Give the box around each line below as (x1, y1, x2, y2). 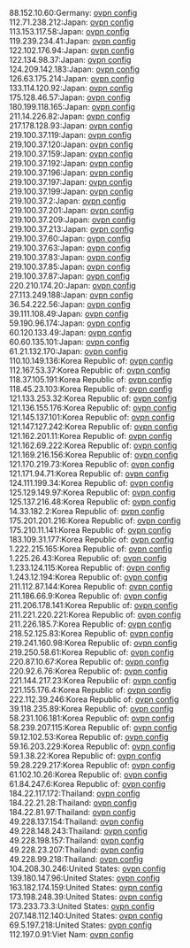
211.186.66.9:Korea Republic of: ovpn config (9, 590, 168, 601)
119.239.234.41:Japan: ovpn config (9, 35, 136, 46)
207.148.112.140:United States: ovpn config (9, 911, 163, 921)
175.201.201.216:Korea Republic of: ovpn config (9, 515, 181, 526)
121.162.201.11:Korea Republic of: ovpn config (9, 431, 172, 441)
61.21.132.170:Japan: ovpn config (9, 346, 128, 357)
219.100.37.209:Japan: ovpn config (9, 214, 136, 225)
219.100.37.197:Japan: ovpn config (9, 177, 133, 187)
